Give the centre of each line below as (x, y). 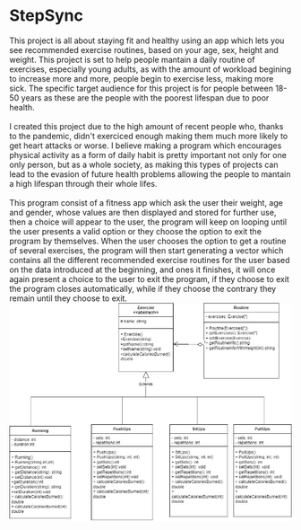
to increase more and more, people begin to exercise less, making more (142, 78)
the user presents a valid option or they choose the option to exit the (136, 231)
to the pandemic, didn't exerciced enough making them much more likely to (149, 136)
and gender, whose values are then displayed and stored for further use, (143, 212)
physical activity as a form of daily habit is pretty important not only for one (148, 155)
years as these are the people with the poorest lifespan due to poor (145, 97)
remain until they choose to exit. (69, 298)
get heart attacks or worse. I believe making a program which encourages (146, 146)
